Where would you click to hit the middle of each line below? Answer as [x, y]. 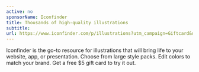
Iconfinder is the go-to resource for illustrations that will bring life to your [95, 50]
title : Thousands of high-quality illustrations [67, 22]
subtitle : [18, 28]
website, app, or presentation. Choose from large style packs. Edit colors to [98, 57]
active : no [20, 12]
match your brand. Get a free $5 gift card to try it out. [71, 63]
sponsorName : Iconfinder [37, 17]
